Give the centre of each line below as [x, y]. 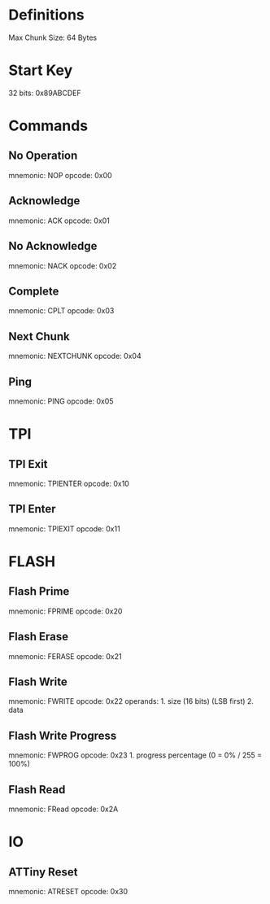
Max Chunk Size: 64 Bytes [53, 37]
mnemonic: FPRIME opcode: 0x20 [65, 611]
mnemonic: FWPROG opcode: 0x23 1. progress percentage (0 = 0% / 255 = [135, 755]
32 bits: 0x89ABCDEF [45, 93]
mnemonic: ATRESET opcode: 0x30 [68, 891]
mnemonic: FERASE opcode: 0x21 [65, 656]
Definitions [47, 15]
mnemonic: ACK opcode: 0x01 [59, 221]
